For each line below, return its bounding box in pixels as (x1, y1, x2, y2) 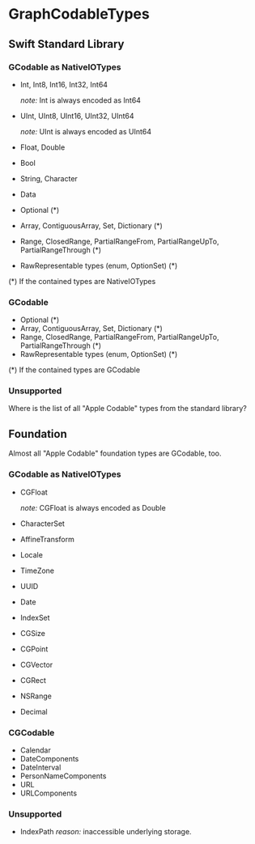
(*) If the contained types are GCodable (8, 365, 140, 375)
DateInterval (19, 762, 62, 772)
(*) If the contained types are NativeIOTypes (8, 276, 156, 286)
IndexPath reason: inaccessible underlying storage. (19, 827, 192, 837)
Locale (19, 549, 43, 559)
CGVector (19, 660, 53, 669)
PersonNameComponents (19, 770, 107, 781)
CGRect (19, 675, 47, 685)
